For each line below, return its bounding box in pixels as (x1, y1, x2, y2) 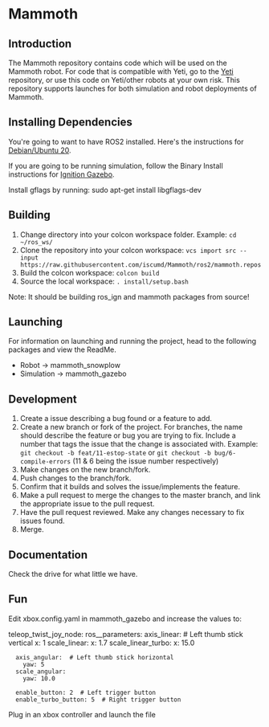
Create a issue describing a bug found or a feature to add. (19, 414, 213, 423)
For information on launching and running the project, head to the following (8, 337, 257, 346)
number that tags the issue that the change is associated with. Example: (19, 439, 259, 449)
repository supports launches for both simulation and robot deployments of (8, 84, 257, 93)
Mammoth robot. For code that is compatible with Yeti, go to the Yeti (8, 67, 234, 76)
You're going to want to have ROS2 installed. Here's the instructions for (8, 137, 244, 146)
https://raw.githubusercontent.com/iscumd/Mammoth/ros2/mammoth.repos (19, 260, 262, 269)
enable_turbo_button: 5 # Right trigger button (15, 696, 181, 704)
